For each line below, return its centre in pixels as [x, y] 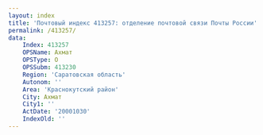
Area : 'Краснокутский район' [71, 89]
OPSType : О [41, 60]
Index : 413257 [46, 45]
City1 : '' [39, 104]
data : [17, 38]
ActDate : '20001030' [56, 112]
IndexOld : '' [44, 119]
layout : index [32, 15]
